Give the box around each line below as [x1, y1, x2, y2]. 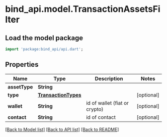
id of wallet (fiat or [86, 99, 129, 106]
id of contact [86, 114, 116, 121]
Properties [5, 60, 39, 69]
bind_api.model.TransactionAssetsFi [5, 3, 161, 15]
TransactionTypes [38, 91, 82, 98]
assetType [7, 83, 33, 90]
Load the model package [5, 34, 83, 42]
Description [94, 75, 123, 82]
